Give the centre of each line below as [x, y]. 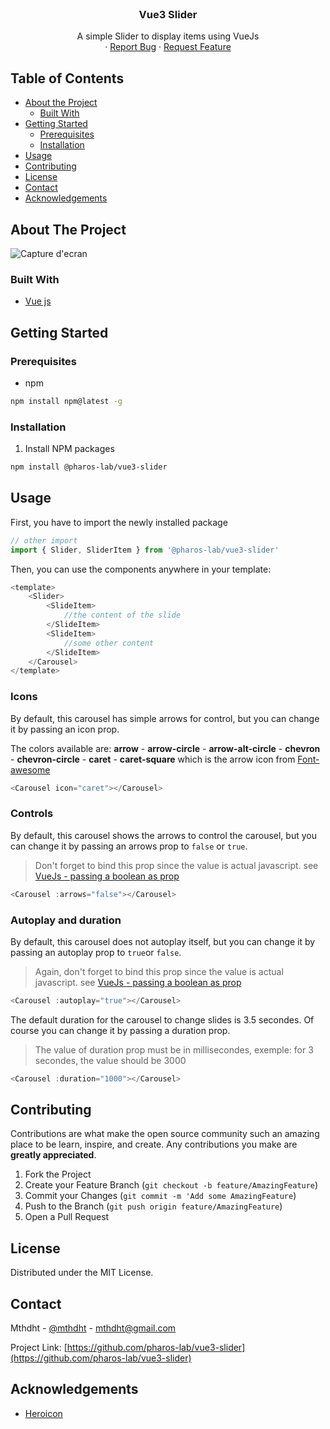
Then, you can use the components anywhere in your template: [141, 569]
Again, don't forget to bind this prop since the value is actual [159, 971]
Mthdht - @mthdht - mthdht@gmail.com [93, 1328]
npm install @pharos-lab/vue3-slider [89, 467]
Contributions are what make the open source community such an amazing [165, 1134]
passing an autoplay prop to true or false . [96, 952]
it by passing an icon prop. [65, 729]
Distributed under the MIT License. [82, 1273]
